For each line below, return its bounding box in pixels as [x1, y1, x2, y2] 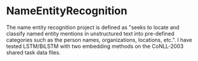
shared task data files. [6, 49, 61, 56]
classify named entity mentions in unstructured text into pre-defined [6, 30, 175, 37]
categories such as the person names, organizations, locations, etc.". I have [6, 36, 193, 43]
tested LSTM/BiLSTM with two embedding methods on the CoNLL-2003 [6, 43, 184, 50]
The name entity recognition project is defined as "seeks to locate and [6, 24, 179, 31]
